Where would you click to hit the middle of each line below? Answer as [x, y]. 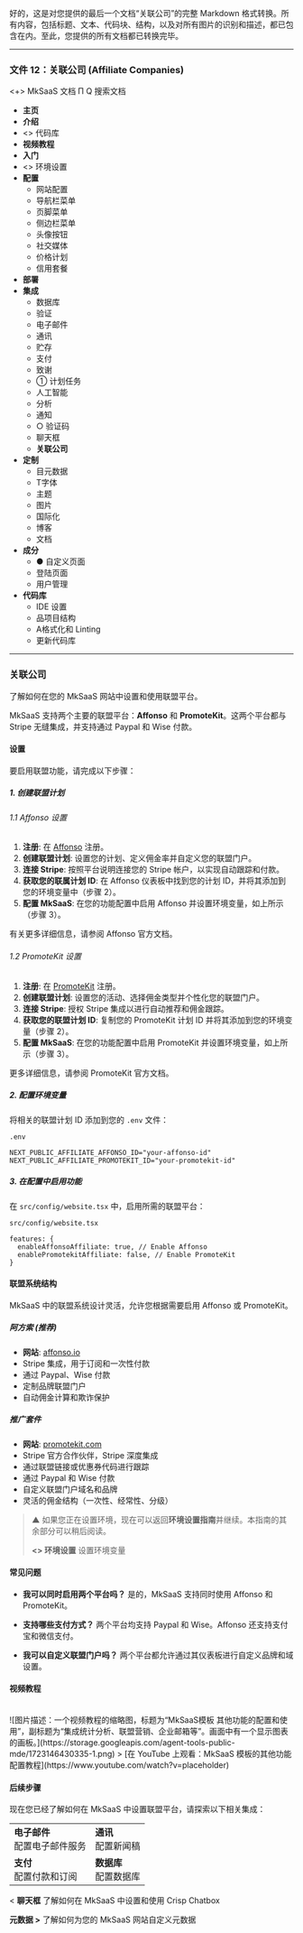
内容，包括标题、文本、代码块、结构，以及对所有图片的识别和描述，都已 [151, 24]
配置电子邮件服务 [50, 1846]
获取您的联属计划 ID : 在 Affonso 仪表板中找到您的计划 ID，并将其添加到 [154, 881]
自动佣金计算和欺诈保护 [66, 1397]
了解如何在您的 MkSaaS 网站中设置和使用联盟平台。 [106, 696]
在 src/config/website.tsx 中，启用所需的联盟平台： [107, 1206]
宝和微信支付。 [50, 1635]
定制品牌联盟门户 [54, 1386]
